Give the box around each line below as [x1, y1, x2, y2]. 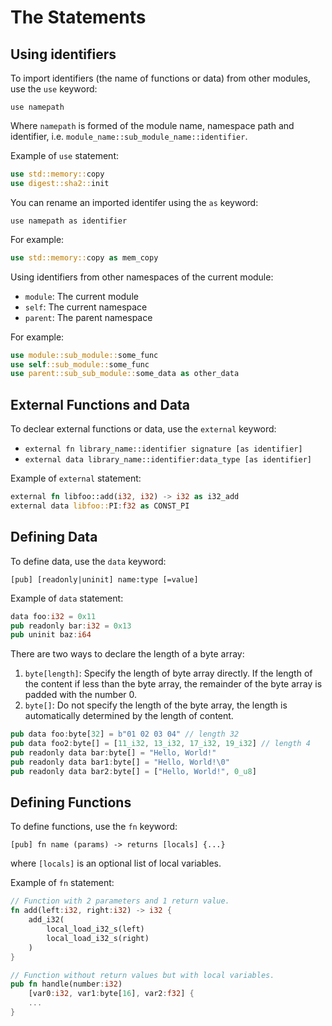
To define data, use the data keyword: [10, 555, 167, 567]
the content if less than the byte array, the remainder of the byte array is [24, 678, 323, 690]
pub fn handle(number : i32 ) [10, 979, 123, 990]
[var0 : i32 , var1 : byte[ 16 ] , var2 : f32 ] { [28, 989, 195, 999]
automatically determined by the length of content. [24, 710, 234, 722]
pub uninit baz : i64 [10, 630, 92, 640]
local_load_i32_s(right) [46, 933, 150, 943]
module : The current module [24, 290, 139, 302]
